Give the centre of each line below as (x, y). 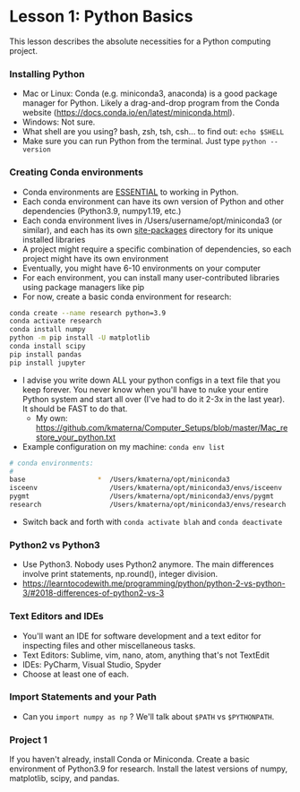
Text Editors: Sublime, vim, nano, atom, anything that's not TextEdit (146, 655)
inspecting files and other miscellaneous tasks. (109, 645)
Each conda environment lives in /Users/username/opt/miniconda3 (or (152, 220)
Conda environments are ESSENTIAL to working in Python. (130, 192)
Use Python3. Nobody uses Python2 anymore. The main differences (148, 564)
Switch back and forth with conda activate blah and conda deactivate (152, 521)
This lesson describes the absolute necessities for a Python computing (140, 41)
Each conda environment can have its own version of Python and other (153, 201)
